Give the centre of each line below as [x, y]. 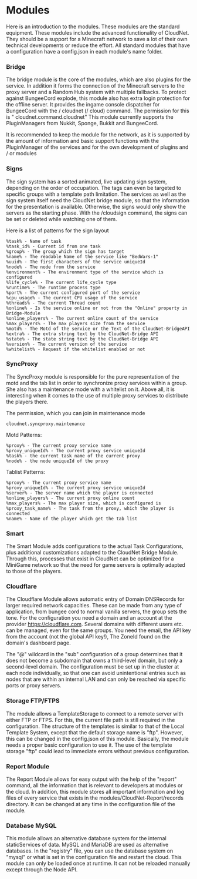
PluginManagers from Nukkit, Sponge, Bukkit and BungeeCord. [82, 123]
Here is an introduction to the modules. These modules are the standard [93, 26]
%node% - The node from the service [51, 267]
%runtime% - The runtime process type [53, 288]
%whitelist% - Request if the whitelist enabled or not [76, 349]
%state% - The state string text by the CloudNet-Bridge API [82, 339]
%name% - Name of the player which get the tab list [72, 519]
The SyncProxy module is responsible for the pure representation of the [93, 376]
